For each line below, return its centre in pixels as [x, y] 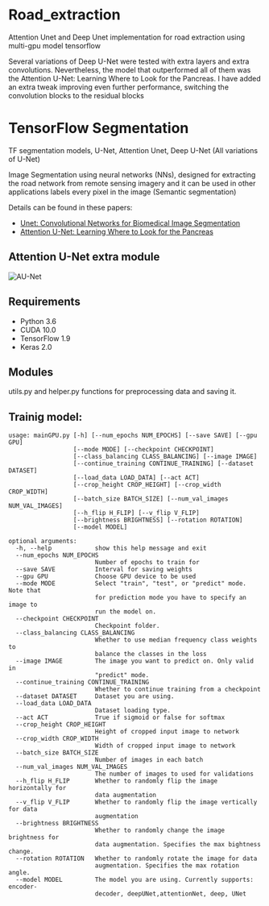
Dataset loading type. [133, 711]
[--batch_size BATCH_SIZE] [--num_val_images [151, 499]
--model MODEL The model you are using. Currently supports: [134, 880]
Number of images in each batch [149, 760]
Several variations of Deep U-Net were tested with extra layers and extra [129, 61]
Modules [31, 372]
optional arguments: [43, 542]
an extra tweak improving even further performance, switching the [119, 87]
